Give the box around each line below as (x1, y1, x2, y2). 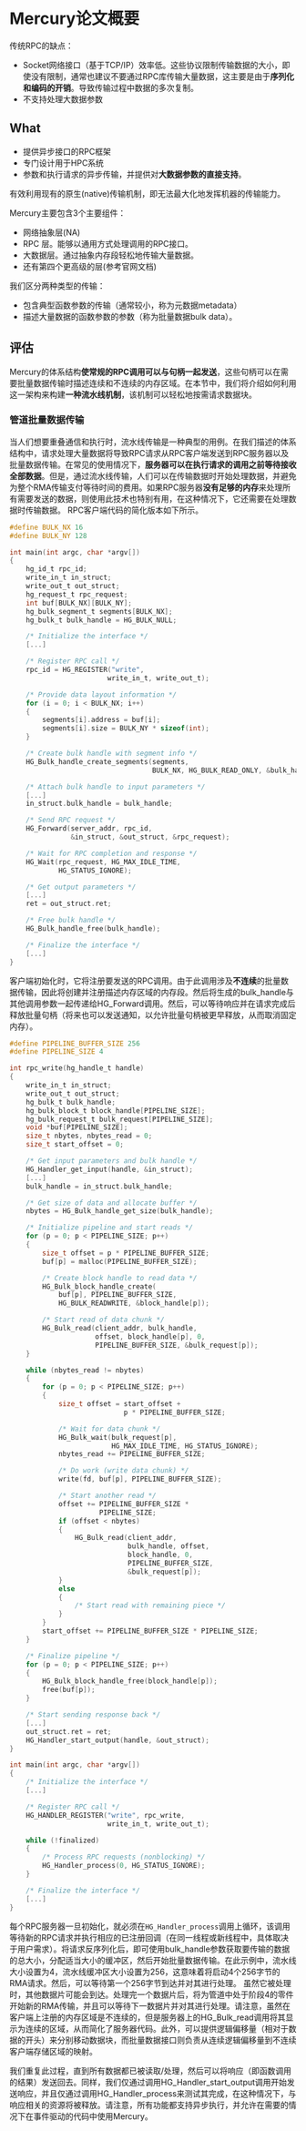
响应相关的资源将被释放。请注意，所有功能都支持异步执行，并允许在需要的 (9, 2099, 289, 2110)
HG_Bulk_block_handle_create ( (42, 1281, 157, 1291)
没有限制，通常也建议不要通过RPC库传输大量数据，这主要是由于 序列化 (30, 70, 294, 82)
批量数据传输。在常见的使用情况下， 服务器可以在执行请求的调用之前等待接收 (9, 459, 297, 470)
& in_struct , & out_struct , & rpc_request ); (70, 832, 230, 842)
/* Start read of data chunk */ (42, 1315, 166, 1325)
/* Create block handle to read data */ (42, 1273, 198, 1282)
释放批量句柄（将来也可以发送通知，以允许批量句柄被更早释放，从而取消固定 (9, 1009, 297, 1020)
